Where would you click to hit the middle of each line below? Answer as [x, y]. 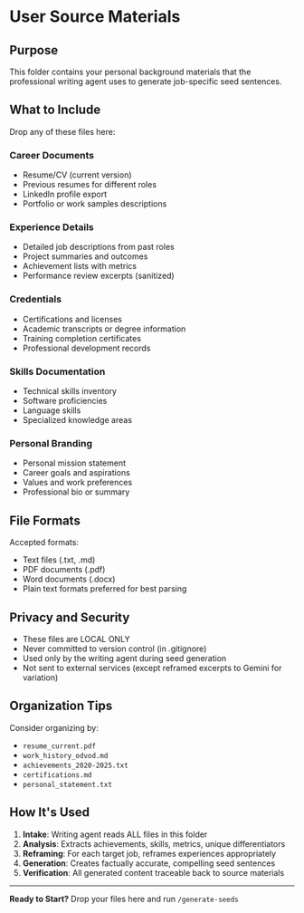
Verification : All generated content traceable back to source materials [153, 872]
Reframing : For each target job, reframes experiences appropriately [149, 853]
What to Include [55, 110]
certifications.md [57, 775]
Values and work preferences [77, 483]
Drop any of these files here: [62, 131]
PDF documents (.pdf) [64, 570]
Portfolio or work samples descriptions [95, 204]
